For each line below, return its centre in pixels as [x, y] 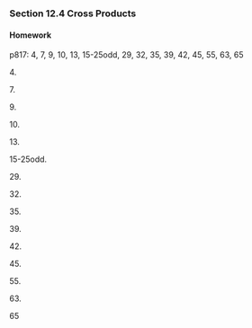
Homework [31, 35]
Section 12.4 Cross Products [73, 13]
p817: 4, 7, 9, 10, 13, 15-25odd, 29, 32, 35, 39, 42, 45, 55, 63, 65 [126, 55]
